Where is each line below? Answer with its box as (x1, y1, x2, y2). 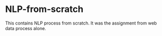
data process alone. (5, 25, 46, 31)
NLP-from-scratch (5, 3, 84, 15)
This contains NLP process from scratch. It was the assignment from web (5, 20, 157, 26)
